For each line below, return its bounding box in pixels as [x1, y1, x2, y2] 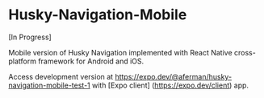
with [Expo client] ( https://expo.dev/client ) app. [91, 80, 249, 90]
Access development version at [8, 71, 114, 81]
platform [8, 56, 36, 66]
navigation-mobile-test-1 [8, 80, 90, 90]
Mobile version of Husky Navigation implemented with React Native [8, 47, 233, 57]
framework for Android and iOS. [37, 56, 145, 66]
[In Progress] [8, 32, 52, 42]
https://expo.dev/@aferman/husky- [115, 71, 233, 81]
